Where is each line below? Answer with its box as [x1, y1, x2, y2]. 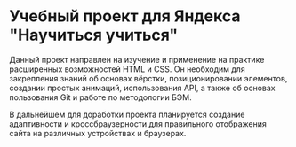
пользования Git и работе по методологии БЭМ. [9, 91, 193, 103]
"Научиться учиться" [9, 25, 179, 45]
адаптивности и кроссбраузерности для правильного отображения [9, 118, 267, 129]
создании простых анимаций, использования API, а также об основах [9, 82, 276, 93]
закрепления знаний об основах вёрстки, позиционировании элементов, [9, 73, 288, 83]
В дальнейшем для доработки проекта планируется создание [9, 109, 245, 120]
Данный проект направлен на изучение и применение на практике [9, 54, 265, 65]
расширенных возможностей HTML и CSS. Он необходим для [9, 64, 246, 74]
